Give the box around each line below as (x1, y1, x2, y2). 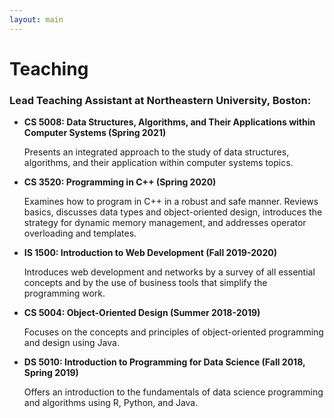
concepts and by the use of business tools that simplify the (23, 277, 268, 289)
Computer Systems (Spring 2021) (23, 127, 167, 139)
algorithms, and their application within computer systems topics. (23, 157, 294, 169)
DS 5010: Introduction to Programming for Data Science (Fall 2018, (23, 356, 306, 368)
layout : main (9, 14, 64, 25)
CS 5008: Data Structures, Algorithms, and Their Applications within (23, 116, 316, 128)
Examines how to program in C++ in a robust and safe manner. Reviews (23, 196, 319, 208)
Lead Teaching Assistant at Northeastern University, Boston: (9, 93, 312, 107)
